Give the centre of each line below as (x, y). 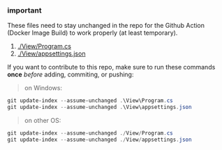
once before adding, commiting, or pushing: (71, 74)
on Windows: (43, 88)
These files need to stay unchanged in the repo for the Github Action (106, 26)
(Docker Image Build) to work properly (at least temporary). (92, 33)
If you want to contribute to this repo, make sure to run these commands (111, 67)
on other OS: (43, 121)
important (24, 10)
